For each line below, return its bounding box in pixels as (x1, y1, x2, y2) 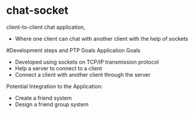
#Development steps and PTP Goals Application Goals (6, 46, 141, 54)
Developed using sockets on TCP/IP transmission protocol (14, 58, 159, 65)
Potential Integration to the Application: (6, 82, 103, 90)
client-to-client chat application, (6, 23, 86, 31)
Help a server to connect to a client (14, 64, 102, 72)
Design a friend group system (14, 100, 89, 108)
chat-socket (6, 4, 68, 17)
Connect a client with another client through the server (14, 71, 151, 78)
